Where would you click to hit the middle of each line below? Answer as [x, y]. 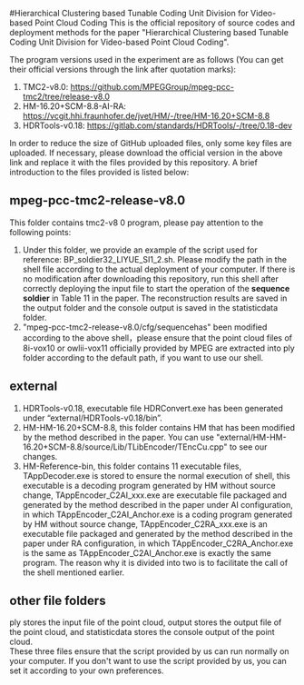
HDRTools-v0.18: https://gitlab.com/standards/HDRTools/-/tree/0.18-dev [157, 125]
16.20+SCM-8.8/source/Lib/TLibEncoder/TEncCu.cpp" [125, 447]
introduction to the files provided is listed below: [99, 172]
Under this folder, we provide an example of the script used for [140, 250]
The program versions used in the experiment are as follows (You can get [147, 60]
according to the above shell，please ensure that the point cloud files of [157, 338]
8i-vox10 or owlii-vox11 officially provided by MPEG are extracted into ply [158, 348]
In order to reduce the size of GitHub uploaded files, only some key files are [151, 143]
